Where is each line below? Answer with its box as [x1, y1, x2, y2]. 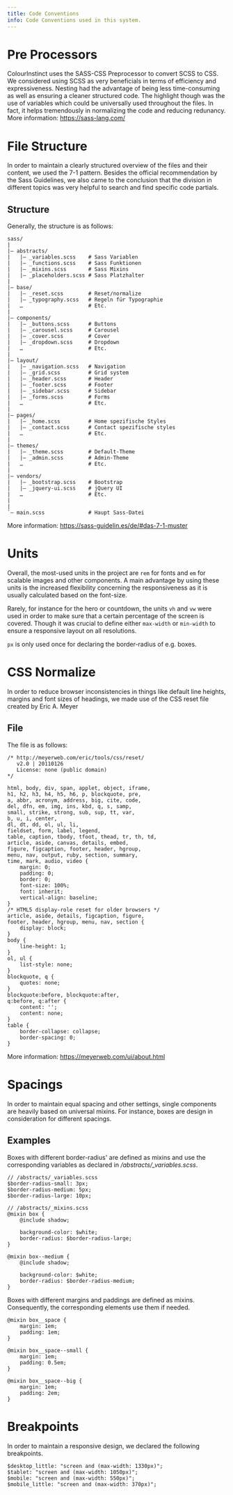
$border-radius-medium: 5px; [7, 1186, 92, 1193]
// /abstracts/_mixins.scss [7, 1204, 89, 1211]
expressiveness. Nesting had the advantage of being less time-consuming [7, 84, 220, 92]
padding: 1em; [19, 1329, 61, 1336]
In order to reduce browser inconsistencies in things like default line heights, [7, 688, 226, 696]
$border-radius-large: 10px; [7, 1192, 92, 1199]
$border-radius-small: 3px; [7, 1180, 89, 1187]
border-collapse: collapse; [19, 1028, 101, 1035]
